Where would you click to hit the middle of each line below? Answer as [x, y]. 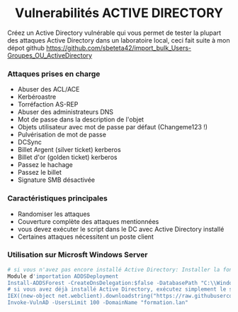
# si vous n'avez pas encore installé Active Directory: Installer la [114, 269]
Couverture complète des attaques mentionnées [88, 221]
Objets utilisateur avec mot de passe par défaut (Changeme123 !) [112, 127]
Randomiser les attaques [54, 214]
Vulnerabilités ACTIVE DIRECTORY [119, 13]
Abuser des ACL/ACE [49, 90]
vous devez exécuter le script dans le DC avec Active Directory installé [121, 229]
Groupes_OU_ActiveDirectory [50, 55]
